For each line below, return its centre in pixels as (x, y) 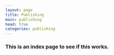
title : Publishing (25, 15)
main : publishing (24, 19)
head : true (17, 24)
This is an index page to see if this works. (57, 47)
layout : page (19, 10)
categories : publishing (30, 29)
